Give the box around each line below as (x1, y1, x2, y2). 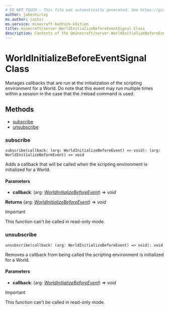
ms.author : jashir (5, 17, 44, 22)
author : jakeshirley (5, 12, 49, 17)
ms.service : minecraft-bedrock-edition (5, 21, 89, 27)
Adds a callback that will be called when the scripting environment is (5, 161, 147, 167)
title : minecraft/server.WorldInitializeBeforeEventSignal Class (5, 26, 145, 31)
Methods (5, 105, 34, 114)
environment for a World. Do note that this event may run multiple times (5, 85, 153, 91)
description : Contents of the (5, 31, 69, 36)
